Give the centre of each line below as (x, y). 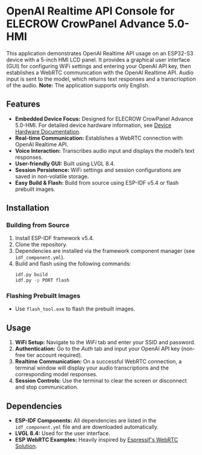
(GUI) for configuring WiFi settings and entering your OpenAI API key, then (99, 66)
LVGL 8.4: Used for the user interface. (62, 433)
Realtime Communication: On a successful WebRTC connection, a (98, 362)
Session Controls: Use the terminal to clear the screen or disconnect (101, 381)
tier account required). (55, 355)
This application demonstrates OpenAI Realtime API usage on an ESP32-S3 (100, 53)
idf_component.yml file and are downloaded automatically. (87, 427)
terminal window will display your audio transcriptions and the (92, 368)
